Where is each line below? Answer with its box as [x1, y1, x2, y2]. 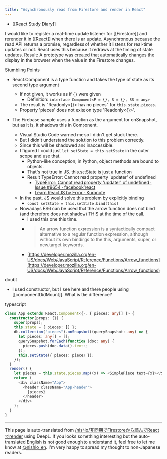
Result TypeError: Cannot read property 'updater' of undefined [27, 174, 156, 180]
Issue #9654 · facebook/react [34, 184, 96, 190]
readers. [5, 449, 22, 455]
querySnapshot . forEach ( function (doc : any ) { [18, 339, 114, 344]
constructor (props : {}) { [9, 315, 64, 321]
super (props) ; [14, 320, 43, 325]
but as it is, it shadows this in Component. [12, 122, 98, 128]
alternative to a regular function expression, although [39, 231, 148, 237]
